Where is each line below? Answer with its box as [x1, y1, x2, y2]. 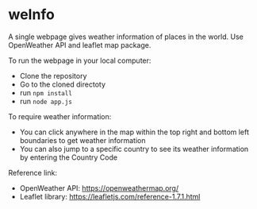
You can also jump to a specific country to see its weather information [19, 144, 249, 153]
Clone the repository [19, 71, 87, 80]
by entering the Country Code [19, 153, 117, 162]
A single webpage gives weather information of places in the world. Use [8, 32, 244, 41]
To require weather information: [8, 111, 112, 121]
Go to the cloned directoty [19, 79, 105, 89]
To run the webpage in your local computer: [8, 56, 152, 65]
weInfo [8, 6, 56, 24]
